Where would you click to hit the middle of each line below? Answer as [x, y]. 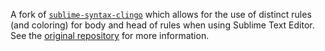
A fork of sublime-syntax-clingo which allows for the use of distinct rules [161, 14]
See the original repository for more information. [110, 35]
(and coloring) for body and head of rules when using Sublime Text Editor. [162, 25]
